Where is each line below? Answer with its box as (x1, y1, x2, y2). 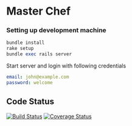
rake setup (6, 46, 34, 52)
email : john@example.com (6, 74, 69, 80)
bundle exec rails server (6, 51, 72, 57)
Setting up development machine (6, 26, 106, 35)
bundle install (6, 40, 45, 46)
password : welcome (6, 79, 53, 86)
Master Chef (6, 4, 71, 18)
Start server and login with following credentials (6, 62, 127, 69)
